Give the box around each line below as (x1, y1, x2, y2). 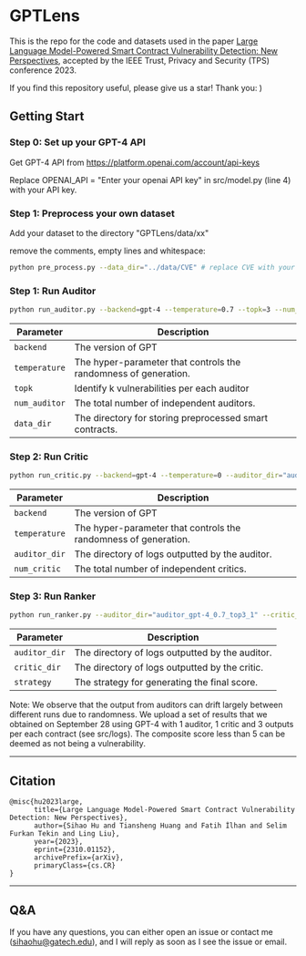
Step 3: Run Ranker (9, 590, 97, 602)
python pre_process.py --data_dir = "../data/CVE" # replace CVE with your (9, 262, 296, 272)
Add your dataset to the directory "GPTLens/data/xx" (9, 227, 209, 238)
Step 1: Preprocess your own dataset (9, 207, 176, 220)
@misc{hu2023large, (9, 797, 84, 807)
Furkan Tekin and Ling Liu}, (9, 829, 120, 838)
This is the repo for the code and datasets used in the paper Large (9, 36, 259, 46)
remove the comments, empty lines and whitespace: (9, 245, 207, 256)
